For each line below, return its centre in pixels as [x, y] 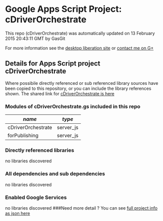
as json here [18, 213]
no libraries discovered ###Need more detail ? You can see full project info [81, 208]
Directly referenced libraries [40, 150]
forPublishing [23, 136]
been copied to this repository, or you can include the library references [78, 88]
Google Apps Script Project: [63, 9]
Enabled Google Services [36, 197]
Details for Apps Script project [53, 63]
